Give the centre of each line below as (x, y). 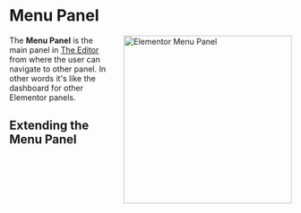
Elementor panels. (43, 97)
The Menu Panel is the (52, 40)
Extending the (49, 126)
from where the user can (55, 59)
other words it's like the (52, 78)
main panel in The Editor (54, 49)
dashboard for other (46, 88)
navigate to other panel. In (57, 69)
